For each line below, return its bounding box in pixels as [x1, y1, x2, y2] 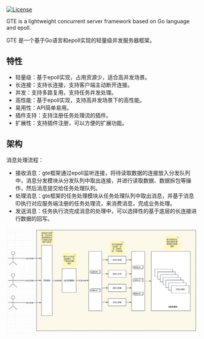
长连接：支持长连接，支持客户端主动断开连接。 [15, 81, 133, 88]
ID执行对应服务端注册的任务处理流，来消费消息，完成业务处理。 [15, 199, 175, 207]
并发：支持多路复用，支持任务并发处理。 [15, 88, 117, 96]
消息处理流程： [6, 156, 44, 163]
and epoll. [6, 24, 32, 31]
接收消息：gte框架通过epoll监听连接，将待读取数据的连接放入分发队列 [15, 169, 191, 176]
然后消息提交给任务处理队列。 [26, 184, 101, 191]
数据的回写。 [20, 215, 53, 222]
